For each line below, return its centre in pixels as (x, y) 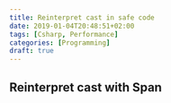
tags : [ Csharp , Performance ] (64, 34)
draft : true (31, 51)
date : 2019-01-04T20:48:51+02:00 (72, 26)
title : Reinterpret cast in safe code (82, 17)
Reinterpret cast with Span (85, 87)
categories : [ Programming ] (60, 43)
